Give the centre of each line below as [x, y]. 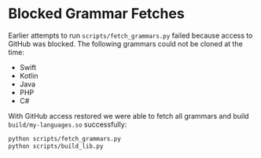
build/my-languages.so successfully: [68, 124]
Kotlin [29, 75]
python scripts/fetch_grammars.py [65, 138]
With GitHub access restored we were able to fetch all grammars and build [129, 116]
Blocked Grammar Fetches [96, 14]
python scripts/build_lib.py [56, 146]
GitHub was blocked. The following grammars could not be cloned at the [126, 43]
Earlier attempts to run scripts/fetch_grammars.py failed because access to [130, 35]
